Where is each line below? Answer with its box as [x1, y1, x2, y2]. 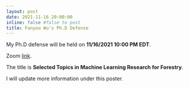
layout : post [6, 8, 39, 15]
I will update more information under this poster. [6, 75, 123, 82]
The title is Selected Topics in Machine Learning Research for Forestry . [6, 64, 184, 71]
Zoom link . [6, 52, 32, 59]
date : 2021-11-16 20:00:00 [6, 14, 73, 20]
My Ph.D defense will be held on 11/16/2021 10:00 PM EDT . [6, 41, 151, 48]
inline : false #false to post [6, 19, 81, 25]
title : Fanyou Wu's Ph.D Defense [6, 25, 89, 31]
